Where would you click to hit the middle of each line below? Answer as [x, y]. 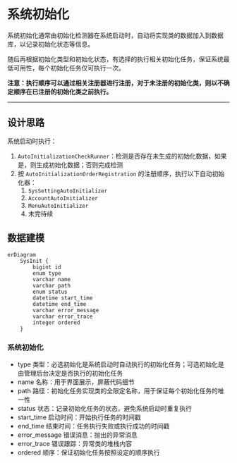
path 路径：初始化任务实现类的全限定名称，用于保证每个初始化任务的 [118, 390]
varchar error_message [66, 310]
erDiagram [22, 254]
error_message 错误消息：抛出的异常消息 [77, 435]
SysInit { [35, 261]
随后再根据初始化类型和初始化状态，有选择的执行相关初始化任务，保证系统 [115, 59]
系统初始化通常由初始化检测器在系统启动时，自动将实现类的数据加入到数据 [115, 35]
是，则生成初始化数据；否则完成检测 [70, 165]
